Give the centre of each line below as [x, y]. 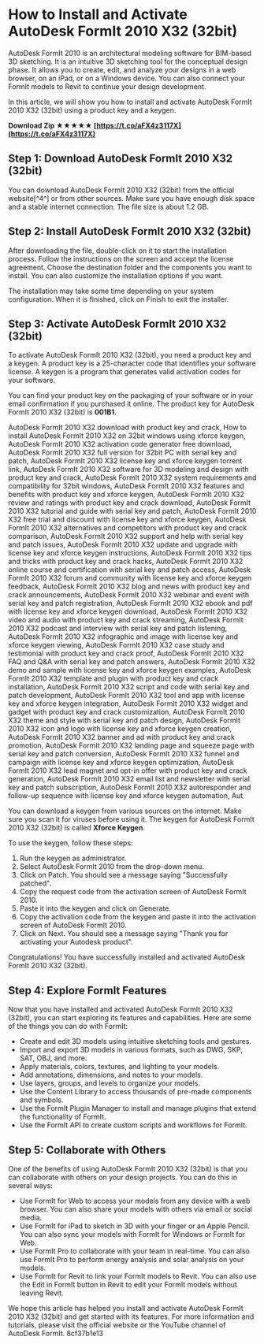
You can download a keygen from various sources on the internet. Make [125, 811]
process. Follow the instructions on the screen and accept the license [121, 258]
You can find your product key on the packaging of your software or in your [131, 395]
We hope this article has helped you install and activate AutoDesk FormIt [126, 1308]
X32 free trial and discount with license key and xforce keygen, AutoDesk [127, 520]
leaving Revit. [41, 1293]
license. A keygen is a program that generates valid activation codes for [125, 372]
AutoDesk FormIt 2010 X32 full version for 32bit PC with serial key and [123, 453]
